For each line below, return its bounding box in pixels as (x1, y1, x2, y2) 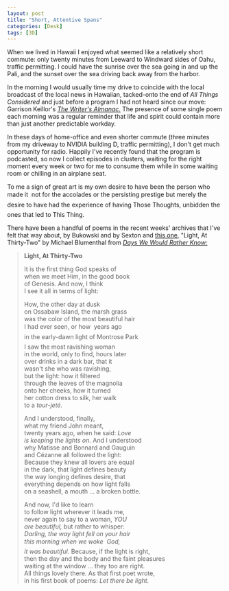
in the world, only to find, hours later (23, 350, 127, 358)
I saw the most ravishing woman (23, 343, 115, 351)
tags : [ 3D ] (7, 29, 38, 36)
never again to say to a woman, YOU (23, 515, 128, 524)
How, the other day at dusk (23, 300, 101, 309)
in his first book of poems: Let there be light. (23, 577, 149, 585)
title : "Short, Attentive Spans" (7, 16, 103, 23)
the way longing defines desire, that (23, 473, 125, 481)
